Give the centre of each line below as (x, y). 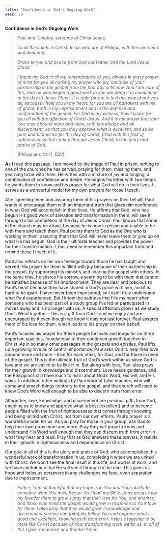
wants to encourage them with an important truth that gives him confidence (82, 205)
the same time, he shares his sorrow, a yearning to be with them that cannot (82, 277)
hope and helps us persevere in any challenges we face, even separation (79, 473)
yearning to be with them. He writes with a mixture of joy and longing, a (77, 174)
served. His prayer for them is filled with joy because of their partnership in (81, 267)
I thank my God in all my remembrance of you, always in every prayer (88, 77)
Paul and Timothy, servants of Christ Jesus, (62, 38)
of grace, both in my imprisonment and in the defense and (76, 108)
